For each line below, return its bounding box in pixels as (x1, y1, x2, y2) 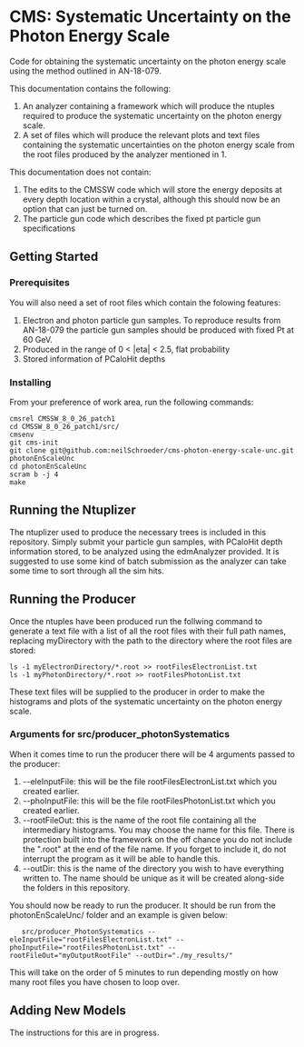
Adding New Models (9, 1002, 127, 1019)
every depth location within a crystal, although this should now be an (22, 194, 281, 204)
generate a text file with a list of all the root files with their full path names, (9, 625, 287, 636)
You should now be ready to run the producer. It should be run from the (9, 900, 277, 911)
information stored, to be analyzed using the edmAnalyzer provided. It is (9, 545, 279, 556)
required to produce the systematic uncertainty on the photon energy (22, 110, 282, 121)
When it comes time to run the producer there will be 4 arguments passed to (9, 748, 296, 760)
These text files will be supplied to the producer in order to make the (9, 686, 265, 697)
